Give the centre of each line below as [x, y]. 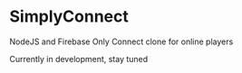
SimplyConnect [69, 17]
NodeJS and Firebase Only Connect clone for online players [121, 41]
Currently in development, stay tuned [79, 59]
